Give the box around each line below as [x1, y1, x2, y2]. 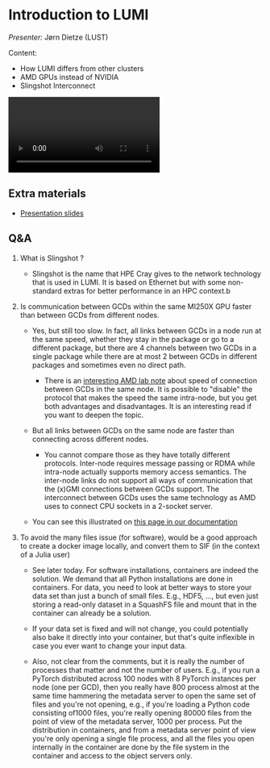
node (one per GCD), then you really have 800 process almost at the [31, 682, 260, 691]
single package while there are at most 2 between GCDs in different [31, 351, 258, 361]
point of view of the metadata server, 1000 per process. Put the [31, 716, 243, 726]
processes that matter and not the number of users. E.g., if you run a [31, 665, 260, 674]
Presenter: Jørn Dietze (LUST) [8, 32, 109, 42]
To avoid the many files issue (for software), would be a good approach [19, 532, 258, 542]
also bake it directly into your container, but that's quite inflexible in [31, 632, 255, 642]
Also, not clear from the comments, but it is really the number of [31, 656, 245, 666]
